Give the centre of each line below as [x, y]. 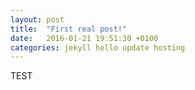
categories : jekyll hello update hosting [98, 47]
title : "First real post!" [69, 29]
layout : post [37, 19]
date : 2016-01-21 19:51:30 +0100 [84, 38]
